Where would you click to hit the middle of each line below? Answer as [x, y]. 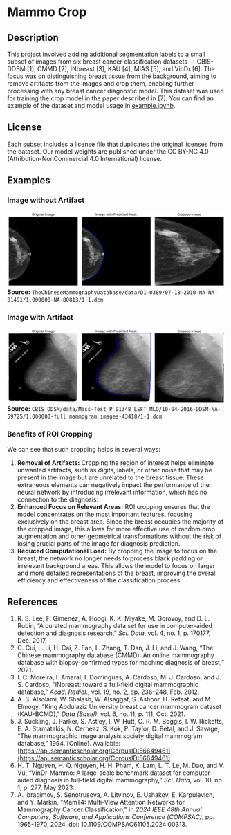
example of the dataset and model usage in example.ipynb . [91, 105]
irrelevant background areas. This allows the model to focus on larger [116, 565]
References [33, 602]
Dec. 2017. [32, 641]
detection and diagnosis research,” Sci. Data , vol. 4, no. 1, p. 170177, [114, 633]
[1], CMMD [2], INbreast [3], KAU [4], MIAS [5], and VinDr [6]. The [121, 69]
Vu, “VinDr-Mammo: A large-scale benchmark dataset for [99, 773]
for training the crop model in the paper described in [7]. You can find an [111, 98]
